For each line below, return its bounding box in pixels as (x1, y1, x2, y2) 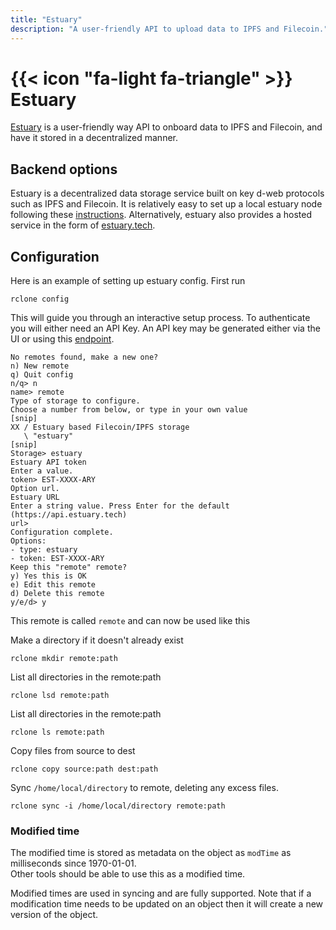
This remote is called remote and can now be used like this (10, 615, 251, 627)
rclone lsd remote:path (10, 691, 110, 701)
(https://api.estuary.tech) (10, 510, 128, 520)
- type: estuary (10, 545, 78, 555)
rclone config (10, 294, 70, 305)
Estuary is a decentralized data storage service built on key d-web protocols (10, 187, 325, 200)
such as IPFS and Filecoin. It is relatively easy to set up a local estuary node (10, 198, 323, 210)
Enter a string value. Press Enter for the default (10, 501, 230, 511)
